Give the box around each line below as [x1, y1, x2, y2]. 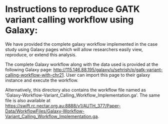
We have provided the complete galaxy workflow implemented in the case [5, 41, 158, 47]
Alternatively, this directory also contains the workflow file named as [5, 87, 146, 93]
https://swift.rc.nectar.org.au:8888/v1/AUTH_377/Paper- [5, 103, 121, 109]
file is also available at [5, 97, 51, 103]
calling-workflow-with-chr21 [5, 72, 64, 78]
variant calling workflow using [5, 14, 134, 25]
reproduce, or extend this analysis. [5, 51, 77, 58]
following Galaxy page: [5, 66, 52, 73]
